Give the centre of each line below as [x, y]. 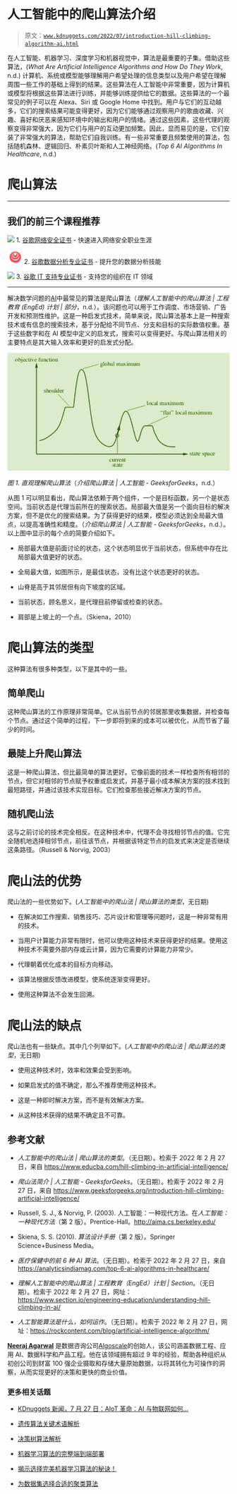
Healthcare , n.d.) [32, 154]
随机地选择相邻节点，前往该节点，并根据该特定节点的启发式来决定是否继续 [121, 841]
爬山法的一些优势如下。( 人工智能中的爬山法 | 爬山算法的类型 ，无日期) [108, 902]
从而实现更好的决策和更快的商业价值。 [75, 1372]
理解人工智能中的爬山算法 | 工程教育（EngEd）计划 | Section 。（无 [113, 1283]
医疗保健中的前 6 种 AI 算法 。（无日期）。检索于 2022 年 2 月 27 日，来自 [121, 1261]
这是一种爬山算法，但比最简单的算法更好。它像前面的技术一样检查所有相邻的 [119, 772]
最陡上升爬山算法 [44, 754]
